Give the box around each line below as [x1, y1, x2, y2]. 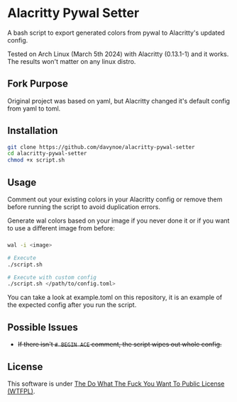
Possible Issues [7, 321, 78, 333]
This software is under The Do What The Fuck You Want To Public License [7, 379, 225, 388]
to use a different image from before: [7, 224, 116, 232]
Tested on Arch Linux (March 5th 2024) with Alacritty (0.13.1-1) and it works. [7, 50, 229, 58]
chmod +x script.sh [7, 157, 65, 164]
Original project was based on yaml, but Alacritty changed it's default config [7, 96, 231, 105]
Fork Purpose [7, 78, 69, 90]
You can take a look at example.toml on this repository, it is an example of [7, 293, 223, 302]
